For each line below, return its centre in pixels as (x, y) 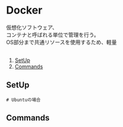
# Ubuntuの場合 (23, 100)
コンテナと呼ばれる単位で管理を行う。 (53, 35)
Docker (24, 10)
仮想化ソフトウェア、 (32, 27)
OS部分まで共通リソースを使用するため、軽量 (61, 42)
